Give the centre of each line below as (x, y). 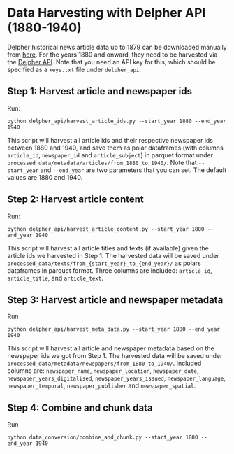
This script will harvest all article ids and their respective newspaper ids (110, 140)
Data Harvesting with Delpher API (107, 13)
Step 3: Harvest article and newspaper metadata (115, 300)
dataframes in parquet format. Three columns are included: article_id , (110, 270)
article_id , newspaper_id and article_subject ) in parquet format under (110, 155)
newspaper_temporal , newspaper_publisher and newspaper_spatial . (102, 385)
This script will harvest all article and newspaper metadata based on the (111, 348)
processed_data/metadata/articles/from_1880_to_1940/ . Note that (102, 162)
